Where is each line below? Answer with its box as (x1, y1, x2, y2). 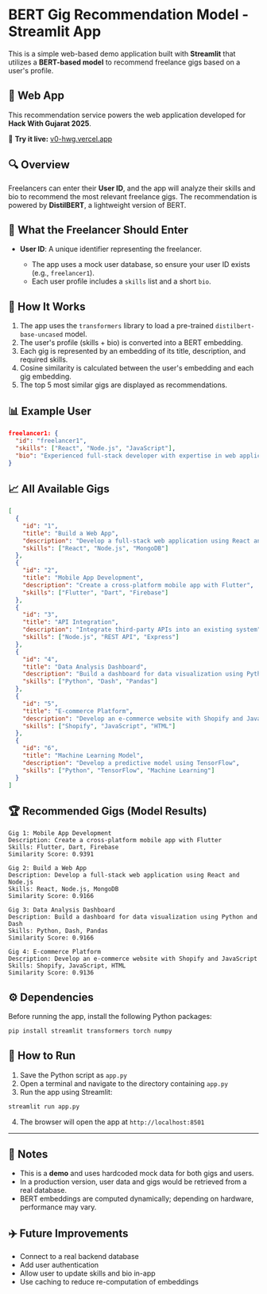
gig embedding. (19, 372, 72, 382)
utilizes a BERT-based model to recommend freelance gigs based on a (8, 57, 241, 67)
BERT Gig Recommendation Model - (8, 6, 249, 24)
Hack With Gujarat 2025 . (8, 118, 91, 128)
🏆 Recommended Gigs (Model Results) (8, 804, 207, 818)
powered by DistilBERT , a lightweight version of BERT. (8, 200, 187, 210)
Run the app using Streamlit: (19, 1087, 113, 1096)
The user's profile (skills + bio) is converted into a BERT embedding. (19, 338, 243, 347)
